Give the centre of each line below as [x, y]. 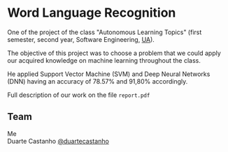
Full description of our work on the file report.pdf [79, 95]
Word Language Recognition [92, 13]
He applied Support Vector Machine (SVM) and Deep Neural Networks [109, 74]
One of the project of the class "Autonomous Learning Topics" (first [105, 32]
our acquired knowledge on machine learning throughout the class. [104, 60]
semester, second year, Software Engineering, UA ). [81, 39]
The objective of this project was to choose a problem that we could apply [114, 53]
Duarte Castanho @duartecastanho [58, 141]
